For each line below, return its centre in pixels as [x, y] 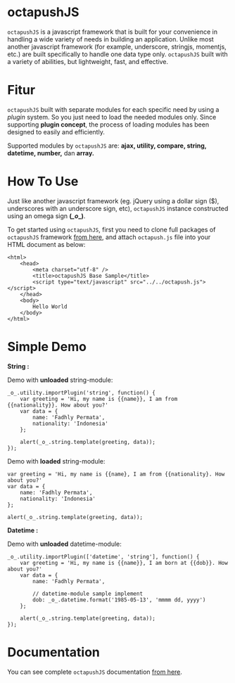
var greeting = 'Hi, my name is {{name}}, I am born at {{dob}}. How [124, 563]
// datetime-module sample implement [88, 594]
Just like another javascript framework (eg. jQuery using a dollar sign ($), [113, 200]
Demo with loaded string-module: [56, 461]
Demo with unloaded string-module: [60, 380]
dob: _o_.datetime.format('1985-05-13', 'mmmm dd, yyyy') [119, 600]
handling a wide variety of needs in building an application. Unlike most [111, 39]
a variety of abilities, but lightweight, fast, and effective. [88, 61]
